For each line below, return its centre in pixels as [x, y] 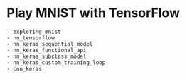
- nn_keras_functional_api [47, 50]
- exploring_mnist [34, 32]
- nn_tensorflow [31, 38]
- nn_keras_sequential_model [50, 44]
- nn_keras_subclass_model [47, 56]
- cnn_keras [24, 68]
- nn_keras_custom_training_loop [56, 62]
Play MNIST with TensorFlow [93, 13]
